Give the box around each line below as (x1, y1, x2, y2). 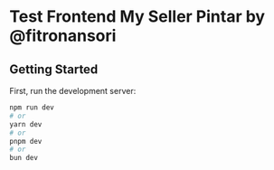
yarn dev (9, 119, 43, 128)
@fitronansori (9, 25, 117, 46)
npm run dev (9, 103, 54, 112)
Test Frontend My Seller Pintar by (9, 6, 265, 27)
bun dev (9, 154, 39, 163)
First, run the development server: (9, 86, 137, 96)
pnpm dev (9, 137, 43, 146)
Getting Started (9, 61, 99, 77)
